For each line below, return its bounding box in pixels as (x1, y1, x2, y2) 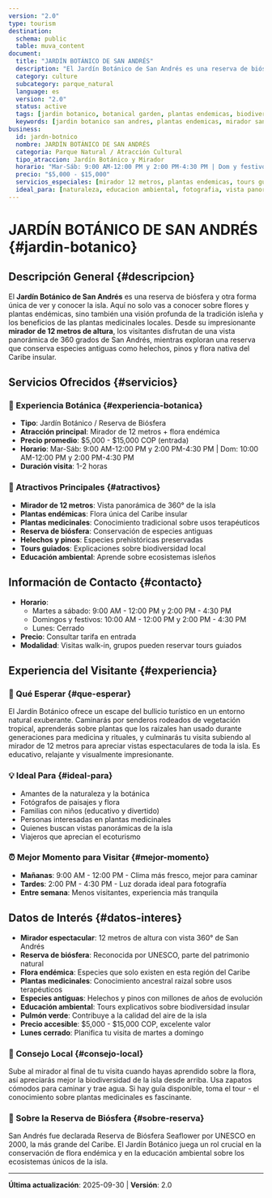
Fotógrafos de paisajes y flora (19, 797, 120, 807)
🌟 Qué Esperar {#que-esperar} (8, 688, 132, 699)
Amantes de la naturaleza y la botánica (19, 789, 150, 798)
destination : (8, 27, 53, 35)
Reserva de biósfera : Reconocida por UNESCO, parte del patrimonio (19, 949, 249, 959)
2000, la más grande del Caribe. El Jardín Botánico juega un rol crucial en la (8, 1140, 261, 1149)
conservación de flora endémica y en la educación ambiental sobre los (8, 1148, 245, 1158)
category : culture (15, 72, 79, 80)
